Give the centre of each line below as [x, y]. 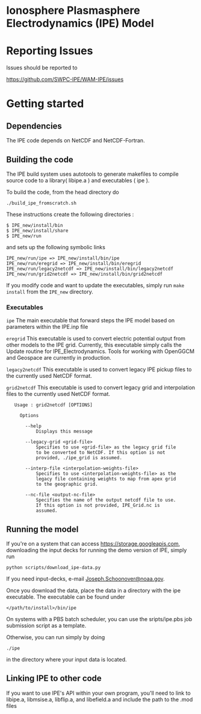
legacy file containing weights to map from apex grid [106, 479]
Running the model [42, 529]
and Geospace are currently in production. [59, 358]
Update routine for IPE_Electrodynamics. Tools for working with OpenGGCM [100, 351]
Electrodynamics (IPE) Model [80, 23]
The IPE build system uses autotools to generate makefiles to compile [92, 174]
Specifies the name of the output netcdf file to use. [106, 500]
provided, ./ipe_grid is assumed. [79, 458]
